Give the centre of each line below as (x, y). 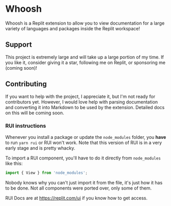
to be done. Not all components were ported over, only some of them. (79, 188)
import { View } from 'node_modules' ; (46, 173)
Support (19, 45)
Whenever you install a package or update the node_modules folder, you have (86, 137)
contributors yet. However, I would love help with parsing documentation (82, 102)
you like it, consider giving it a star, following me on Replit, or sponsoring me (86, 63)
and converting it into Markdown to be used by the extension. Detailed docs (85, 107)
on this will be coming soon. (35, 113)
